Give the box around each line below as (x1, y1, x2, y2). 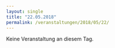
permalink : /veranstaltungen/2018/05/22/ (6, 19, 110, 25)
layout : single (6, 8, 44, 15)
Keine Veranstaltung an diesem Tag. (6, 36, 94, 43)
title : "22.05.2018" (6, 14, 57, 20)
